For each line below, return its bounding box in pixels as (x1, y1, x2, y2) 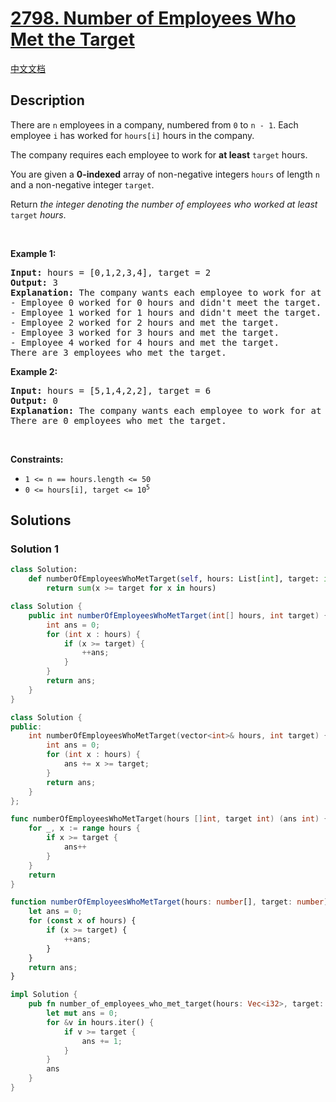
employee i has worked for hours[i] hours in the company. (10, 129, 255, 141)
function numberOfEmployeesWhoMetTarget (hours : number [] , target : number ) (10, 897, 329, 907)
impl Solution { (10, 990, 78, 1000)
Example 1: (10, 247, 57, 259)
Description (10, 92, 85, 109)
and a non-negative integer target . (10, 178, 155, 191)
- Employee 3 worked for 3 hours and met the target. (10, 327, 280, 338)
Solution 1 (10, 542, 59, 556)
